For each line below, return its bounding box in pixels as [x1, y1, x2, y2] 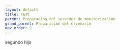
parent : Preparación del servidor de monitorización [5, 16, 116, 21]
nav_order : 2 [5, 26, 32, 31]
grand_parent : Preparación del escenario [5, 21, 91, 26]
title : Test [5, 12, 30, 17]
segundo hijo [5, 39, 32, 45]
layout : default [5, 7, 38, 12]
